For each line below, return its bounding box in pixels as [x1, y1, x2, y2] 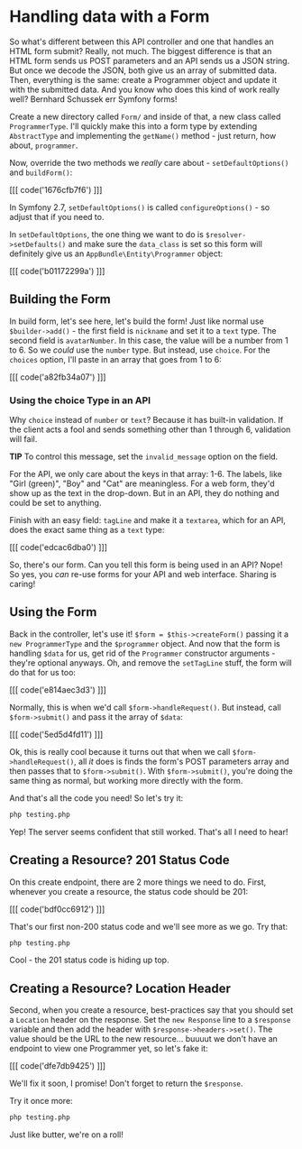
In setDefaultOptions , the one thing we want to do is [9, 228, 205, 240]
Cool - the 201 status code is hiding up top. [9, 954, 169, 966]
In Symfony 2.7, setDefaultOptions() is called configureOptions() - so [9, 201, 270, 213]
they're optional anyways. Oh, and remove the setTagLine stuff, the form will [9, 657, 292, 668]
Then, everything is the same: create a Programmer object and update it [9, 74, 278, 85]
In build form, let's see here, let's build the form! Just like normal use [9, 316, 264, 326]
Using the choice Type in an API [9, 394, 151, 407]
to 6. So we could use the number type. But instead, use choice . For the [9, 345, 270, 355]
